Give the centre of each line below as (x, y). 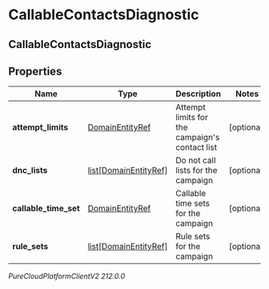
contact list (197, 147)
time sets (193, 203)
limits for (192, 118)
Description (199, 94)
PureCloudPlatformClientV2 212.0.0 (67, 276)
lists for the (197, 171)
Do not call (196, 160)
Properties (35, 71)
